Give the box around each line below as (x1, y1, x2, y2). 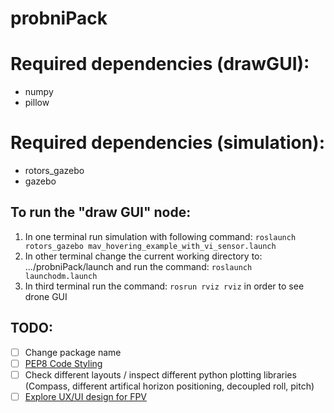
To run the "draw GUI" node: (10, 204, 192, 221)
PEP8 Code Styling (24, 357, 103, 369)
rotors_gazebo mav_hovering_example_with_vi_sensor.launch (24, 241, 277, 251)
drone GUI (24, 290, 68, 302)
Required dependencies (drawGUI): (10, 53, 310, 76)
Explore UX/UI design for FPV (24, 390, 148, 402)
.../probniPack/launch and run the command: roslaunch (24, 260, 253, 272)
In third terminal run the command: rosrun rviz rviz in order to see (24, 280, 305, 292)
